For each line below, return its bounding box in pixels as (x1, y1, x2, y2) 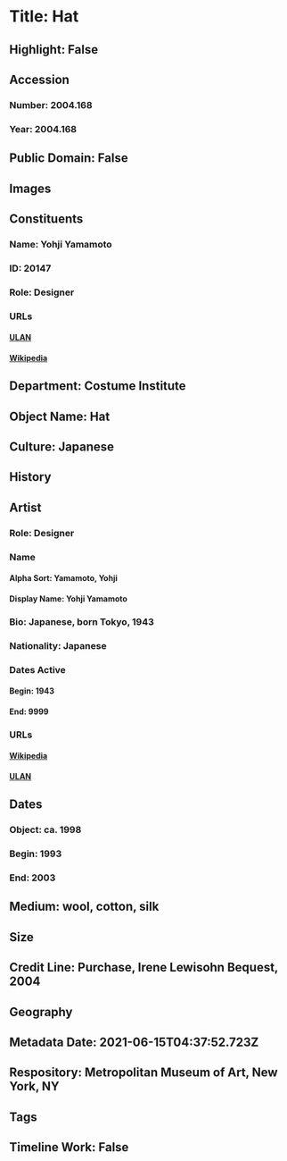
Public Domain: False (9, 150, 128, 166)
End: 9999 (9, 706, 49, 717)
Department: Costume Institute (9, 378, 186, 394)
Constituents (9, 211, 84, 226)
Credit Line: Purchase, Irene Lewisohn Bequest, (9, 960, 279, 975)
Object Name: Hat (9, 408, 111, 424)
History (9, 469, 52, 484)
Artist (9, 500, 42, 515)
